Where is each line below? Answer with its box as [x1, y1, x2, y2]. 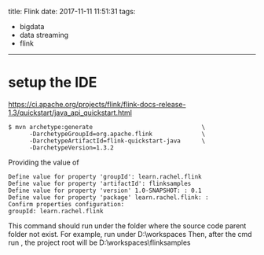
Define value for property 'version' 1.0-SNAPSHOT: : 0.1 [8, 187, 202, 194]
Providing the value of [8, 157, 80, 167]
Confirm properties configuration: [8, 200, 125, 208]
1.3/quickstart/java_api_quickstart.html [8, 108, 132, 117]
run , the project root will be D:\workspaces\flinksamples [8, 238, 191, 247]
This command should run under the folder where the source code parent [8, 220, 247, 231]
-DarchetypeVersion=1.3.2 [28, 143, 114, 152]
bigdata [19, 22, 45, 31]
